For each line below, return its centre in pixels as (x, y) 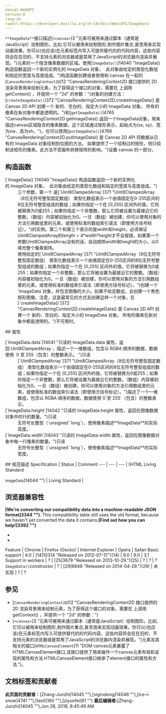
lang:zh (13, 19)
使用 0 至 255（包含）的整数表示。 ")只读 (48, 355)
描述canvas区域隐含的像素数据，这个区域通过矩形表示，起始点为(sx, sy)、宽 (83, 125)
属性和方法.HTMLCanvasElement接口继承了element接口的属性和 (87, 658)
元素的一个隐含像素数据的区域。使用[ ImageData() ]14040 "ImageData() (88, 63)
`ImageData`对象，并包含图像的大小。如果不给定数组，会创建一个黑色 (89, 291)
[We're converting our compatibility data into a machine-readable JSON (81, 509)
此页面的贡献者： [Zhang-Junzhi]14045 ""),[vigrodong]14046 (67, 694)
